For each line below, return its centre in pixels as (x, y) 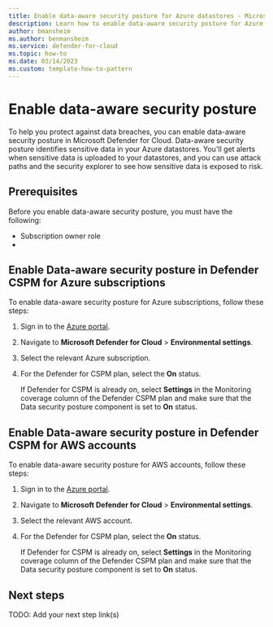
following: (25, 220)
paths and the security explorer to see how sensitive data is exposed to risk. (136, 166)
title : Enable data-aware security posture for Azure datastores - (125, 16)
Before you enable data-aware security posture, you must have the (121, 211)
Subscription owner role (61, 236)
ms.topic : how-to (38, 54)
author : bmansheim (39, 31)
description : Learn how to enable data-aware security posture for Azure (136, 24)
